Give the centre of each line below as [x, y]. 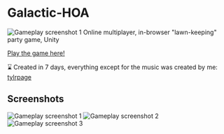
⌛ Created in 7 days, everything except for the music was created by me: [113, 67]
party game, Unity [33, 39]
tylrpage [19, 77]
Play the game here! [36, 53]
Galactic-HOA [48, 13]
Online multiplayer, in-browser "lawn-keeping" [150, 32]
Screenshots [36, 99]
